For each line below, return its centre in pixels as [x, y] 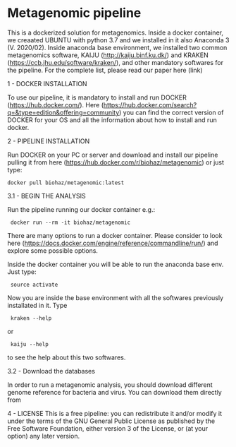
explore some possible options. [53, 250]
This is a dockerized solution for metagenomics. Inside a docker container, [116, 32]
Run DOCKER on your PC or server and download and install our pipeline [113, 155]
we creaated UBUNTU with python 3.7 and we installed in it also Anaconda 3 [118, 40]
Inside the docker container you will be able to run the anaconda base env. [116, 264]
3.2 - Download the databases [51, 371]
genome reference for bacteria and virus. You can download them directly [114, 392]
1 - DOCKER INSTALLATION [47, 83]
